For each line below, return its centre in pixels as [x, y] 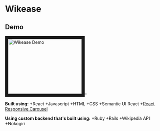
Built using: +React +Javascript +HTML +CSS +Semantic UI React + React [80, 104]
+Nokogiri [15, 123]
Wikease [23, 9]
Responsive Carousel [26, 109]
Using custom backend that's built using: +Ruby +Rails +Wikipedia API [78, 118]
